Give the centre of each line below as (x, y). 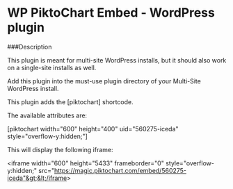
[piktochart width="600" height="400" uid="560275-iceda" (93, 129)
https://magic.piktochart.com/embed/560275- (120, 170)
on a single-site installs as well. (52, 67)
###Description (30, 47)
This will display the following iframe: (60, 149)
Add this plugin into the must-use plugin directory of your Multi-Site (104, 81)
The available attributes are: (47, 115)
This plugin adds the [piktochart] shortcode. (70, 101)
